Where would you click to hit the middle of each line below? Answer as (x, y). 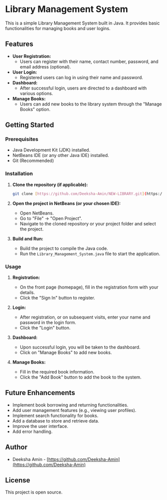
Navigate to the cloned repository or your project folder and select (88, 223)
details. (27, 292)
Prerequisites (22, 139)
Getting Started (30, 125)
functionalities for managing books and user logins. (58, 28)
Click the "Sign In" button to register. (58, 297)
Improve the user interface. (40, 426)
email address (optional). (45, 66)
